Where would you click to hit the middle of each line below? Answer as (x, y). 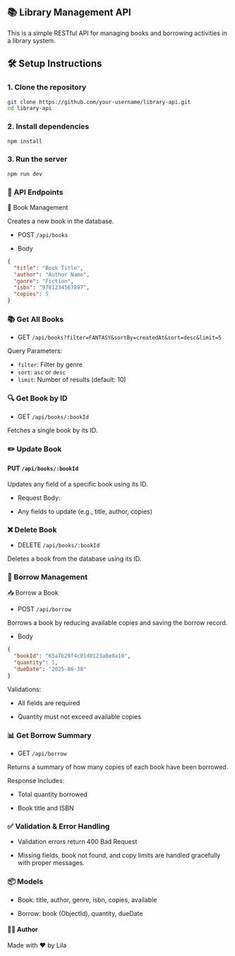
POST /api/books (43, 234)
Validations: (24, 689)
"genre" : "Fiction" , (44, 281)
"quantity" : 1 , (36, 663)
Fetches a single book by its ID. (53, 430)
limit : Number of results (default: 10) (72, 380)
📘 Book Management (38, 207)
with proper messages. (51, 863)
